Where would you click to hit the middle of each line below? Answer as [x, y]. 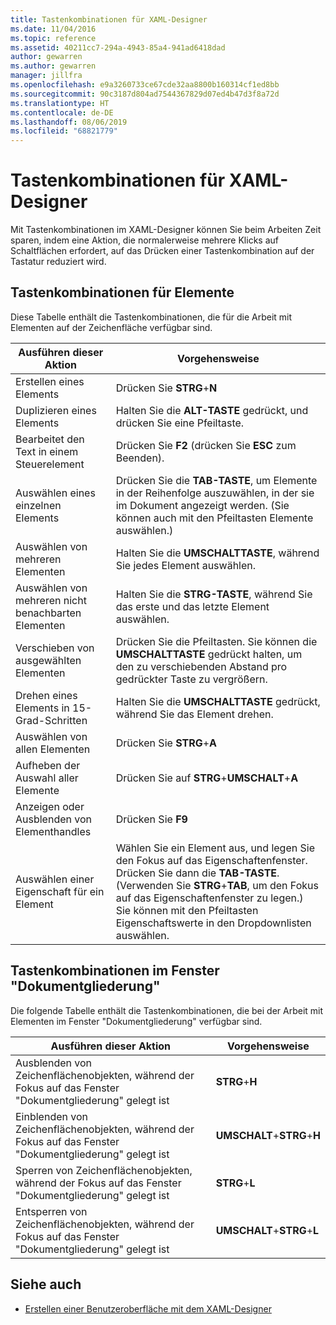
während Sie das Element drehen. [194, 714]
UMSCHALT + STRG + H [268, 1135]
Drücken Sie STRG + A [166, 743]
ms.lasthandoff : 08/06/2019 [69, 122]
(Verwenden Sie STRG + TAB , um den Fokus [217, 885]
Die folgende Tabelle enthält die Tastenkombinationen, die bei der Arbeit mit [167, 1010]
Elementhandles [53, 831]
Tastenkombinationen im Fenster [115, 971]
